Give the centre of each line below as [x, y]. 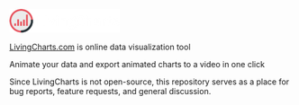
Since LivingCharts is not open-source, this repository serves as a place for [149, 82]
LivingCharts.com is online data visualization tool [100, 47]
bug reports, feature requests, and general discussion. [110, 91]
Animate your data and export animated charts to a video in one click [137, 64]
